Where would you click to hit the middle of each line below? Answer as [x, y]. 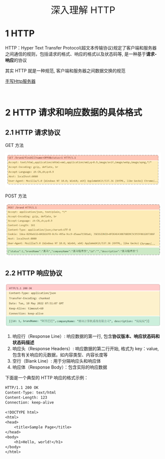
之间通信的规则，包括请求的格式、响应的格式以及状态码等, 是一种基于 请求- [81, 54]
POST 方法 [16, 196]
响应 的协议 [16, 60]
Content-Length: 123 [26, 398]
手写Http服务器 [21, 81]
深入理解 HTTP [83, 10]
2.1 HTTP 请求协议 [33, 132]
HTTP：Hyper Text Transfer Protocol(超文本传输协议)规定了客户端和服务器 [81, 47]
